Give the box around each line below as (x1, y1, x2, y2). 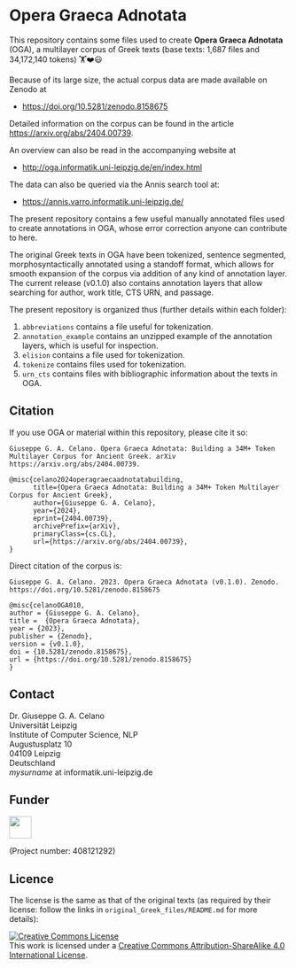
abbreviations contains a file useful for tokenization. (21, 321, 214, 332)
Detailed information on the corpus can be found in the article (9, 118, 235, 128)
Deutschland (9, 757, 56, 768)
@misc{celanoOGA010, (9, 600, 86, 609)
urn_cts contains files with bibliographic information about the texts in (21, 368, 277, 379)
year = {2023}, (9, 623, 66, 633)
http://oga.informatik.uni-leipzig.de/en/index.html (21, 161, 202, 173)
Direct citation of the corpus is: (9, 560, 122, 571)
